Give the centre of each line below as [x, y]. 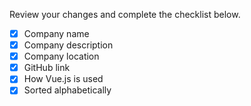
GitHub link [47, 68]
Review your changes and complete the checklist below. [125, 14]
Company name [56, 33]
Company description [68, 45]
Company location [61, 56]
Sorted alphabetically [67, 90]
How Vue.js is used [63, 79]
